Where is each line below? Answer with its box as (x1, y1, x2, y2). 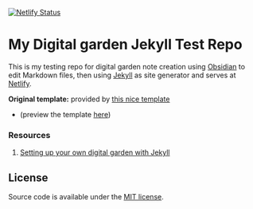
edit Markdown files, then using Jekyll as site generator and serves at (8, 70, 236, 80)
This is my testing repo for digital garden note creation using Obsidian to (8, 61, 245, 71)
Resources (8, 129, 51, 140)
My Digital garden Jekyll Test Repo (8, 36, 243, 53)
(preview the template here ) (19, 109, 111, 119)
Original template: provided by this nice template (8, 94, 170, 104)
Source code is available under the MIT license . (8, 192, 165, 202)
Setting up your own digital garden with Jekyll (19, 148, 170, 157)
